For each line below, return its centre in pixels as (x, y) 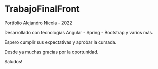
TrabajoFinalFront (42, 9)
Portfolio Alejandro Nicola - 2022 (39, 23)
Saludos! (14, 61)
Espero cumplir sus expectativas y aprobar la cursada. (61, 42)
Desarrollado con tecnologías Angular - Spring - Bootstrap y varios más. (79, 32)
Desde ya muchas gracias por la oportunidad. (52, 52)
